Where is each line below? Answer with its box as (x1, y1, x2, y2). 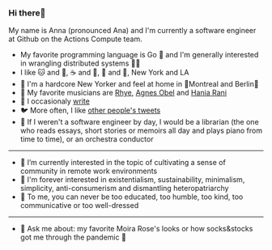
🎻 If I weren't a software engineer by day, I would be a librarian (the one (19, 117, 259, 127)
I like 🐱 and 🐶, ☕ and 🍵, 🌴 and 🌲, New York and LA (19, 68, 189, 78)
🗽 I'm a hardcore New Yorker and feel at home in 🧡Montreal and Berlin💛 (19, 79, 259, 89)
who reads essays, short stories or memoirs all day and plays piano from (19, 125, 263, 136)
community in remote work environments (19, 166, 158, 176)
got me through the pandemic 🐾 (19, 232, 127, 242)
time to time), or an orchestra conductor (19, 134, 154, 144)
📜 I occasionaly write (19, 96, 91, 106)
